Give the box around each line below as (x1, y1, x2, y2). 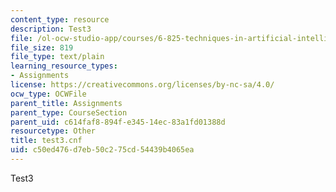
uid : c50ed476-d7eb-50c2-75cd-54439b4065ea (10, 145, 195, 155)
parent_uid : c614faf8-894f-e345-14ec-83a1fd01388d (10, 117, 226, 127)
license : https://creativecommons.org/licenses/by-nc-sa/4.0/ (10, 80, 275, 90)
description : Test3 (10, 24, 92, 34)
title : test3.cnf (10, 136, 83, 146)
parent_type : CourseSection (10, 107, 128, 118)
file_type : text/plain (10, 52, 105, 62)
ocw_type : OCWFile (10, 89, 87, 99)
